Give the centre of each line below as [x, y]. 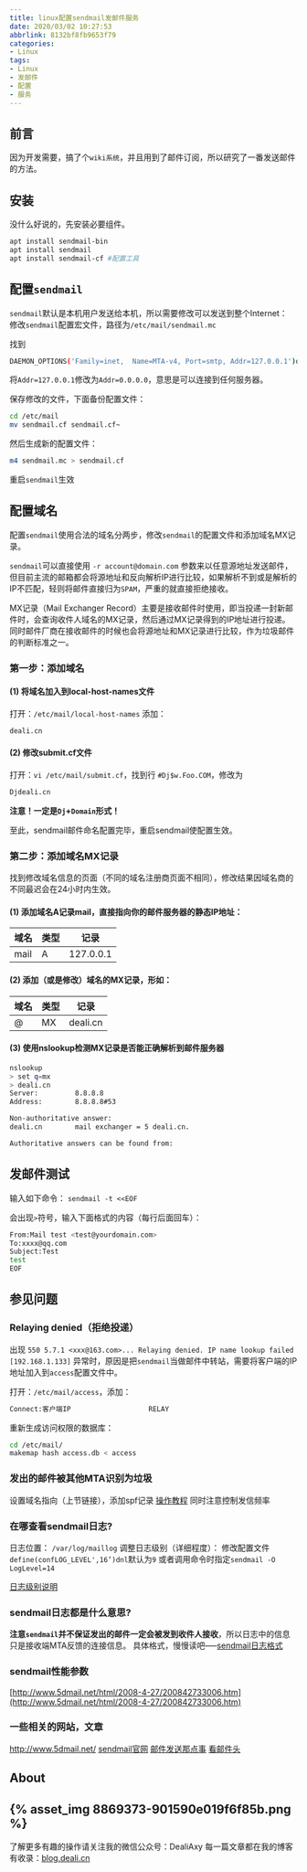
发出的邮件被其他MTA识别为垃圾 [81, 1479]
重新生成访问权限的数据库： [62, 1428]
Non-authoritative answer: [61, 1119]
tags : [20, 60]
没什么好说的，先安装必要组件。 [69, 224]
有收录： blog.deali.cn [50, 1858]
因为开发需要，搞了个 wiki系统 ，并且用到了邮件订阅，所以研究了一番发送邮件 [153, 157]
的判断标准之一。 [42, 642]
